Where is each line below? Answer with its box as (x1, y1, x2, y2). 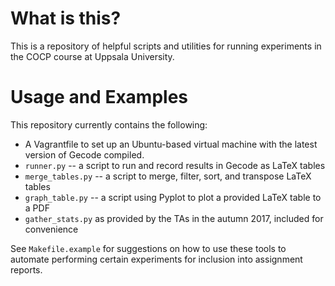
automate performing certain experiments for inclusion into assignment (10, 253, 303, 265)
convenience (24, 223, 79, 235)
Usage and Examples (10, 86, 189, 109)
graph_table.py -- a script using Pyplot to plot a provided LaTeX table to (24, 191, 322, 203)
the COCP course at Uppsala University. (10, 50, 175, 62)
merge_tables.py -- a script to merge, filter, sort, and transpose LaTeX (24, 170, 312, 182)
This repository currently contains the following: (10, 118, 208, 131)
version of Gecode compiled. (24, 148, 145, 161)
